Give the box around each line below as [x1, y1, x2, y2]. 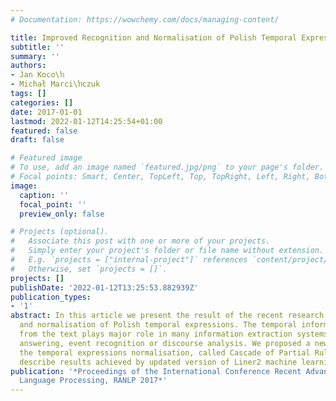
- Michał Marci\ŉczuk [10, 79, 101, 90]
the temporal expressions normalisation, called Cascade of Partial [19, 347, 311, 358]
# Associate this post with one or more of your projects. [10, 236, 271, 246]
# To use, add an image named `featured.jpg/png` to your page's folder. [10, 162, 325, 173]
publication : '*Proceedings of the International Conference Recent [10, 366, 302, 376]
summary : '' [10, 51, 60, 61]
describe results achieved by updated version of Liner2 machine [19, 357, 298, 367]
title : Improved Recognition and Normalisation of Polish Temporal [10, 32, 298, 43]
